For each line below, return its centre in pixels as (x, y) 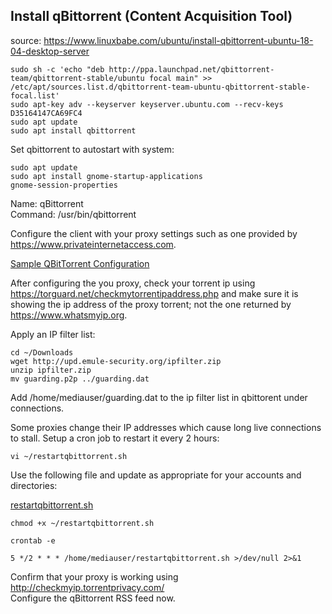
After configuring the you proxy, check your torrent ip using (133, 283)
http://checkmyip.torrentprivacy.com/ (87, 587)
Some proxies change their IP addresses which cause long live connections (166, 427)
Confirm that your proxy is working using (94, 576)
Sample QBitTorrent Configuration (80, 263)
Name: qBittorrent (47, 203)
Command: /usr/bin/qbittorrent (73, 214)
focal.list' (35, 95)
